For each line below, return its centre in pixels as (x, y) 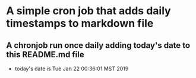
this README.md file (45, 54)
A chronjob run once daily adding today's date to (98, 45)
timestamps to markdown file (80, 23)
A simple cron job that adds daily (88, 11)
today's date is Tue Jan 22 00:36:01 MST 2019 (72, 69)
